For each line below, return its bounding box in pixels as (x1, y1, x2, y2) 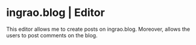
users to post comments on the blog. (6, 31, 98, 38)
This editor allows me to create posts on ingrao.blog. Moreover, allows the (6, 25, 191, 33)
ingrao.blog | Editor (6, 6, 106, 20)
